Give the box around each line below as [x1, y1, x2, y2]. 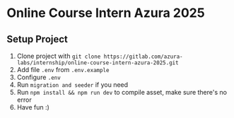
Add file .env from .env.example [16, 66, 110, 73]
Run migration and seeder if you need [16, 81, 129, 89]
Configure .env [16, 73, 61, 81]
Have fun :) [16, 103, 50, 111]
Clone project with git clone [16, 52, 101, 60]
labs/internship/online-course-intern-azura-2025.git [16, 59, 179, 66]
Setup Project [6, 33, 69, 45]
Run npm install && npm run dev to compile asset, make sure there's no [16, 88, 228, 96]
